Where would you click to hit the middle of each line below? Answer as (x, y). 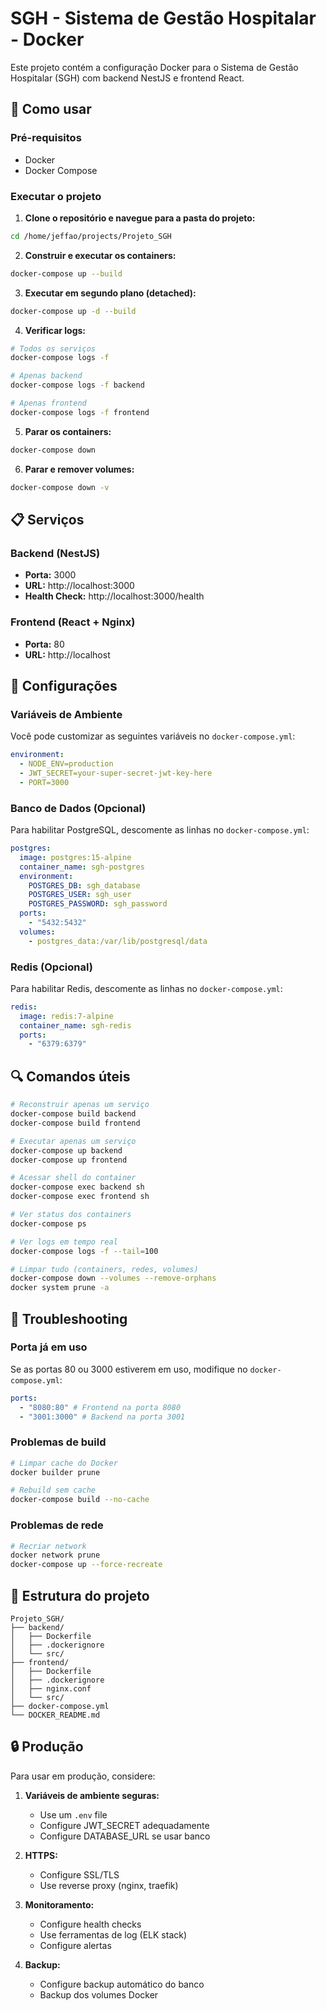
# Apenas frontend (48, 403)
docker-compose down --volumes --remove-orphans (113, 1278)
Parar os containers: (68, 431)
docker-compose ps (48, 1223)
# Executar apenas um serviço (73, 1141)
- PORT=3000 (44, 782)
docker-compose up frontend (69, 1160)
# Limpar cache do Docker (64, 1463)
